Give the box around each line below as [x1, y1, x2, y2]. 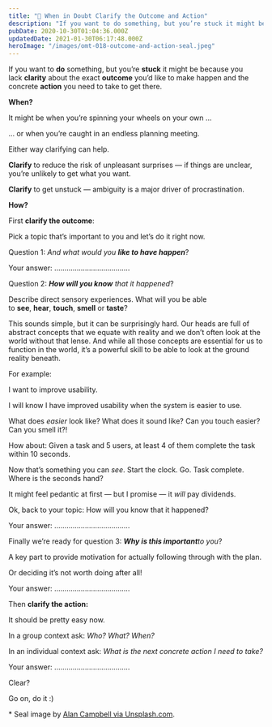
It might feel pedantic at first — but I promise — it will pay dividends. [8, 489, 236, 499]
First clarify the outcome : [8, 216, 95, 226]
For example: [8, 369, 53, 379]
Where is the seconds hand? [8, 474, 104, 484]
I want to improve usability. [8, 385, 99, 394]
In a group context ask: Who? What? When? [8, 630, 155, 641]
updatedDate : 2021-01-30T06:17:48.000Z [8, 34, 143, 43]
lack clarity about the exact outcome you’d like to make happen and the [8, 73, 249, 83]
